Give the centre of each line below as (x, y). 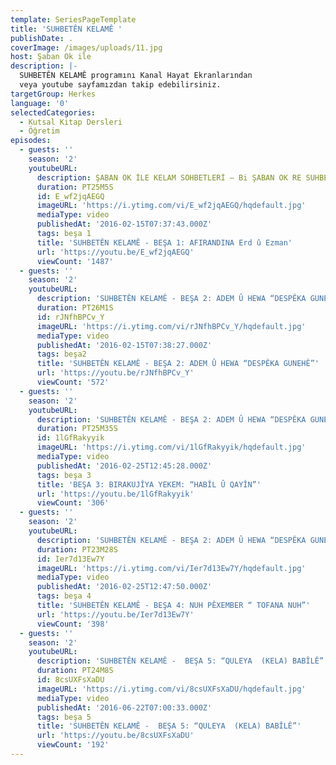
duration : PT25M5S (75, 187)
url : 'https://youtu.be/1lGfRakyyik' (115, 494)
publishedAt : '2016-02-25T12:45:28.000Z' (124, 466)
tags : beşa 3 (64, 475)
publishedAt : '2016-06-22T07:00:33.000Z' (124, 707)
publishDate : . (42, 38)
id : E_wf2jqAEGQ (70, 196)
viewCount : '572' (73, 382)
